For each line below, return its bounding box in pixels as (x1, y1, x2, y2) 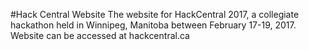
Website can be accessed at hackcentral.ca (10, 30, 190, 41)
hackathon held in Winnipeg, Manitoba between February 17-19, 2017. (10, 19, 297, 31)
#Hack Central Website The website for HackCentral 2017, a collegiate (10, 9, 300, 20)
